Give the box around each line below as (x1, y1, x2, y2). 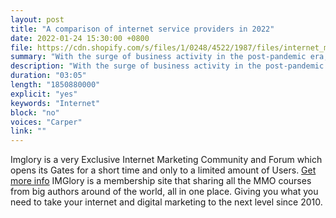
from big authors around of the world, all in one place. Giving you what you (10, 186, 319, 198)
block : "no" (10, 107, 60, 118)
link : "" (10, 126, 47, 136)
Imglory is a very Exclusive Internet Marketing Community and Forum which (10, 154, 323, 166)
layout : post (10, 14, 65, 25)
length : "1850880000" (10, 80, 101, 90)
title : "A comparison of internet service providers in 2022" (10, 24, 275, 34)
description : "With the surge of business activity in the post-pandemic (10, 61, 325, 71)
